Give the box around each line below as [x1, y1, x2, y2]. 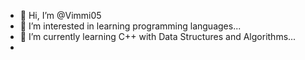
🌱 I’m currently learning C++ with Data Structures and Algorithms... [19, 31, 297, 42]
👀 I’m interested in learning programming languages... [19, 20, 242, 32]
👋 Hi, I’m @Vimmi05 [19, 10, 102, 21]
